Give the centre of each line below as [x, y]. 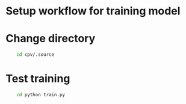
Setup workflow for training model [93, 11]
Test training [38, 79]
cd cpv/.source [36, 55]
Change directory [51, 39]
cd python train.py [41, 94]
